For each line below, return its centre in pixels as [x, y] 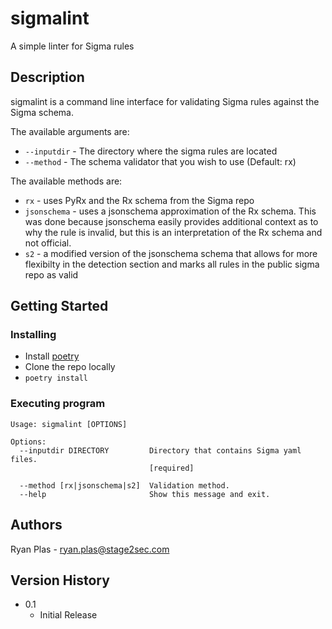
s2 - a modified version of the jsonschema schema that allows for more [171, 253]
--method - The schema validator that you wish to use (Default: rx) [160, 161]
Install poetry [52, 356]
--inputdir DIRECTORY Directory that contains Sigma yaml [160, 450]
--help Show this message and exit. [145, 494]
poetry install [56, 378]
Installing [33, 335]
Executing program [58, 404]
